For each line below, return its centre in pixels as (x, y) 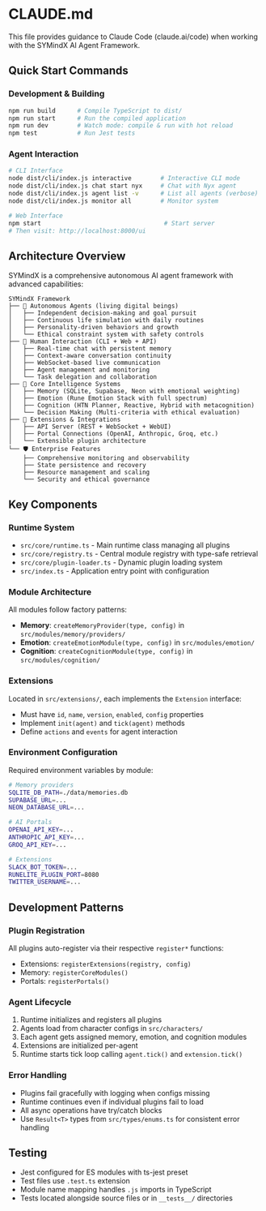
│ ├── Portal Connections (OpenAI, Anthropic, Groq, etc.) (114, 434)
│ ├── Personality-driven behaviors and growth (94, 328)
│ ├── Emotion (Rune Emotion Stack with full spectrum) (108, 398)
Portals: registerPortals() (65, 981)
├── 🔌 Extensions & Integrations (65, 420)
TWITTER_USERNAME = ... (45, 882)
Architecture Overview (67, 256)
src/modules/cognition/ (60, 661)
